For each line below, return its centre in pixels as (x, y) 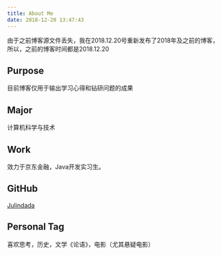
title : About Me (30, 13)
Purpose (26, 70)
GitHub (23, 189)
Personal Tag (36, 227)
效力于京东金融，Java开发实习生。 (56, 167)
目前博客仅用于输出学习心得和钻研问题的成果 (70, 88)
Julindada (21, 205)
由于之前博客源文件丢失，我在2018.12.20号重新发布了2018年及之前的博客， (113, 40)
